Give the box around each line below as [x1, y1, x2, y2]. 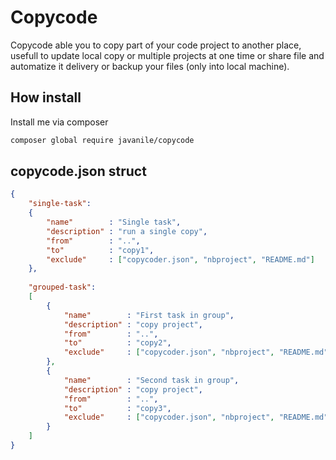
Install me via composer [10, 116, 109, 128]
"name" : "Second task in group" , [63, 375, 240, 385]
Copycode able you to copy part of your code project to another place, [10, 39, 302, 51]
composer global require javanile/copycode [10, 135, 195, 145]
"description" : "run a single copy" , [46, 226, 208, 236]
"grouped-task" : [28, 282, 97, 293]
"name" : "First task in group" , [63, 310, 235, 320]
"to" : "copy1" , [46, 245, 155, 255]
